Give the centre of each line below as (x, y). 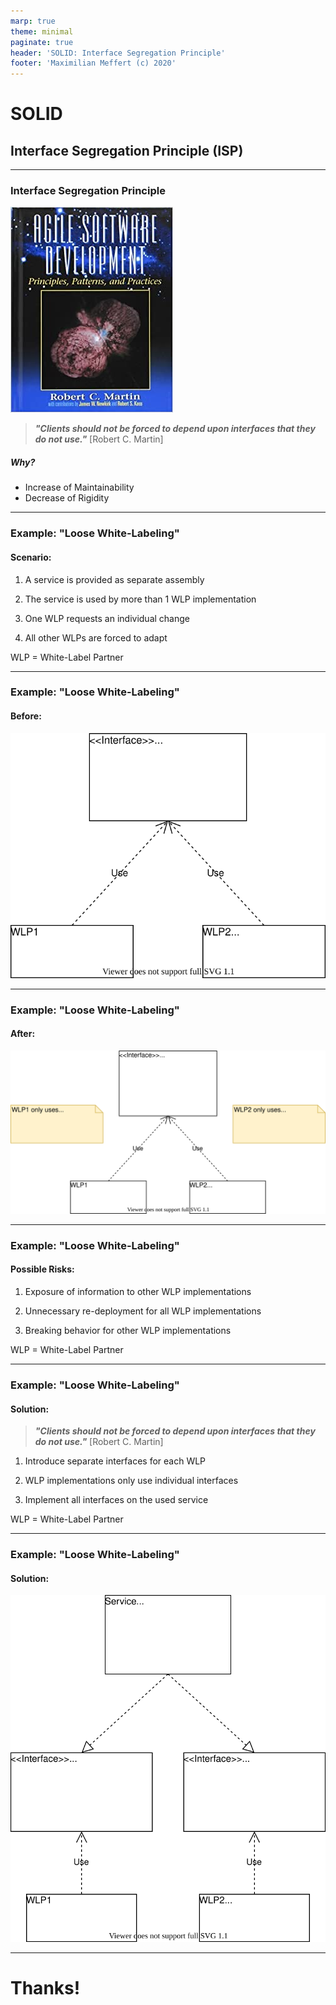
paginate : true (42, 42)
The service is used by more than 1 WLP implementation (140, 599)
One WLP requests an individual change (107, 618)
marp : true (33, 21)
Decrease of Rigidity (67, 498)
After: (23, 1034)
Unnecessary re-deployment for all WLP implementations (143, 1311)
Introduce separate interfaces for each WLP (115, 1461)
